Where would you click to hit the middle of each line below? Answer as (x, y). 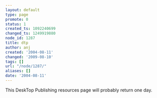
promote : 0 (17, 19)
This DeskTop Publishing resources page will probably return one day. (79, 90)
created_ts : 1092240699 (31, 29)
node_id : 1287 (20, 38)
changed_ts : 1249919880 (31, 33)
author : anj (18, 47)
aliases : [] (18, 71)
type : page (17, 15)
